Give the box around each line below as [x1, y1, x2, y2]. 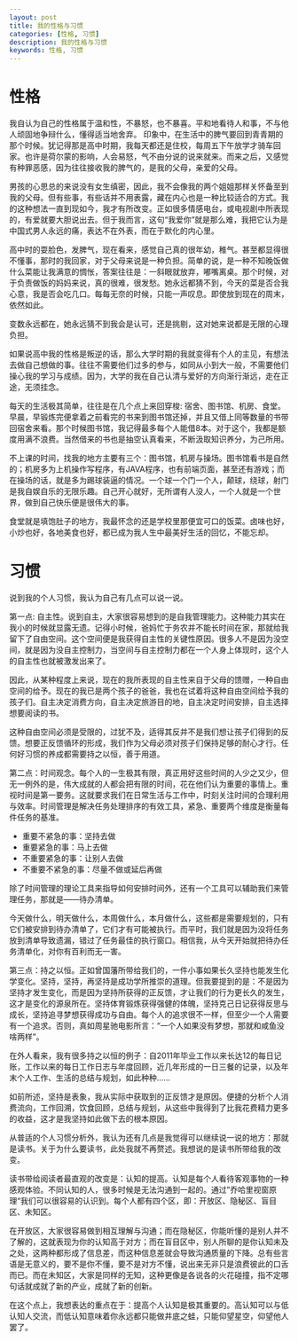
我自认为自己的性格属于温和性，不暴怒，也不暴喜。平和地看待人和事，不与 [9, 118, 281, 129]
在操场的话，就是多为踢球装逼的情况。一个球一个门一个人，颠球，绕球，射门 [9, 475, 289, 486]
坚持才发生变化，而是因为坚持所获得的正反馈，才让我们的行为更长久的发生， [9, 987, 289, 998]
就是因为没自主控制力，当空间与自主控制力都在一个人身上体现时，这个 [24, 645, 281, 655]
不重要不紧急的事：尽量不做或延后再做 [21, 864, 162, 874]
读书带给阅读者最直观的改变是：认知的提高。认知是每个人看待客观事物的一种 [9, 1173, 289, 1184]
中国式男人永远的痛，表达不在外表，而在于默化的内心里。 [9, 225, 219, 236]
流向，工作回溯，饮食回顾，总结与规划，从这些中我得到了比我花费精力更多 [16, 1102, 289, 1113]
